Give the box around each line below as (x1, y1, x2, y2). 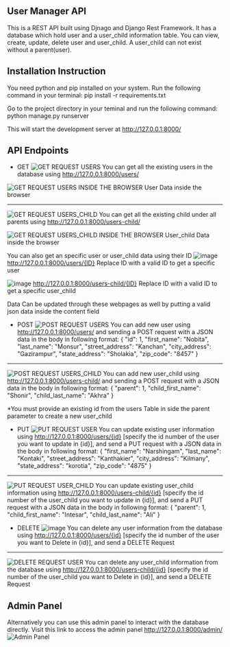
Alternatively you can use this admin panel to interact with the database (7, 618, 209, 626)
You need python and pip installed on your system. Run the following (7, 84, 201, 92)
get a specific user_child (7, 287, 77, 295)
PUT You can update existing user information (16, 425, 215, 434)
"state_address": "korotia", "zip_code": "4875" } (16, 462, 152, 470)
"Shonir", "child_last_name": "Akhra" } (7, 391, 114, 400)
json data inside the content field (7, 307, 100, 316)
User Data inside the (144, 183, 202, 191)
